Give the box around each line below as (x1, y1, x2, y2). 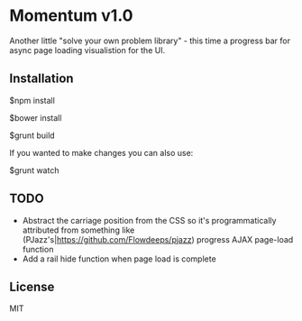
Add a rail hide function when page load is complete (22, 253, 216, 264)
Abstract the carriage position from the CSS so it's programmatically (22, 215, 277, 225)
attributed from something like (22, 225, 135, 235)
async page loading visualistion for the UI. (9, 44, 166, 55)
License (9, 279, 55, 294)
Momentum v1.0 (9, 5, 133, 26)
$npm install (9, 95, 56, 105)
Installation (9, 71, 74, 87)
